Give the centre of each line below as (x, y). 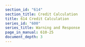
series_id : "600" (23, 23)
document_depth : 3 (24, 37)
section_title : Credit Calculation (42, 14)
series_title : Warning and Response (42, 28)
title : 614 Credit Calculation (37, 19)
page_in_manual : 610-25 (29, 32)
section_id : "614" (24, 10)
